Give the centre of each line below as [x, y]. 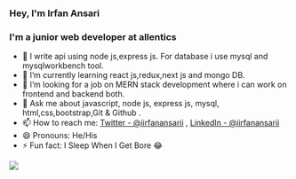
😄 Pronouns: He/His [60, 136]
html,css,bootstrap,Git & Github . [81, 113]
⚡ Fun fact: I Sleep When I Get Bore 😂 [92, 145]
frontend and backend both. [73, 94]
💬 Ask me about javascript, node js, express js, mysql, [120, 104]
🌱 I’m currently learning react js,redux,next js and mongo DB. [134, 75]
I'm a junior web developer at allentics [93, 36]
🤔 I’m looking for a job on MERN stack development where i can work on [154, 85]
